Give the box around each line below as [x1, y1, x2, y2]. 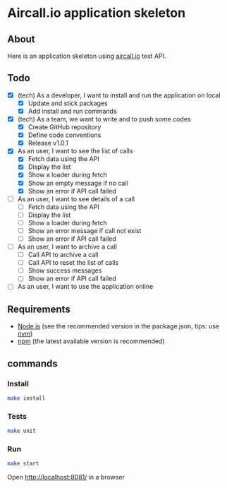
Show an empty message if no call [27, 179, 128, 187]
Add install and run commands [27, 107, 118, 115]
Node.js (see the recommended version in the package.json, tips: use [17, 322, 220, 331]
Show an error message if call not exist [27, 226, 142, 234]
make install [7, 394, 46, 402]
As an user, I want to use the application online [17, 282, 154, 291]
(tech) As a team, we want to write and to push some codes [17, 115, 191, 123]
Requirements [7, 303, 70, 315]
